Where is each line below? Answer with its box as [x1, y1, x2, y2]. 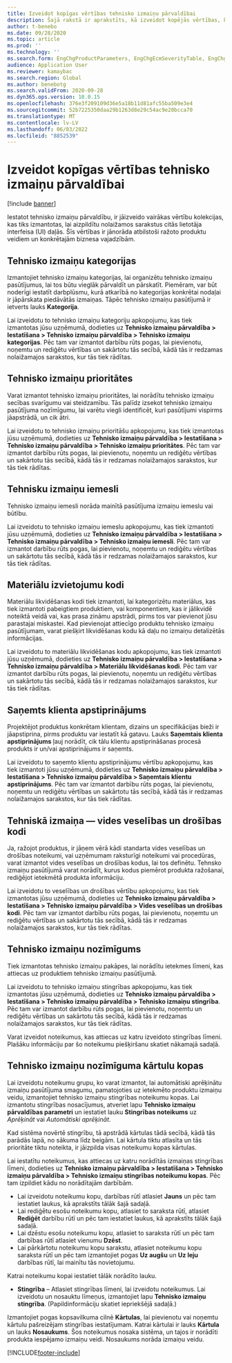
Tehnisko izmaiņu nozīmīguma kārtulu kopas [7, 1060, 204, 1072]
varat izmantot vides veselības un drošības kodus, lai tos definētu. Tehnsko [7, 858, 222, 867]
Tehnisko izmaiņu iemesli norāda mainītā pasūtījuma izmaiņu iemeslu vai [7, 502, 213, 510]
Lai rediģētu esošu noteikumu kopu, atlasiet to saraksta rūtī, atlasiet [17, 1207, 209, 1215]
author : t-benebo [7, 23, 57, 30]
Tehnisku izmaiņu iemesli [7, 483, 119, 495]
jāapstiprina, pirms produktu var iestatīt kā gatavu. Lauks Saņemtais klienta [7, 730, 223, 738]
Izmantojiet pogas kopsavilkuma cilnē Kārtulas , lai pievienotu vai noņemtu [7, 1313, 219, 1321]
